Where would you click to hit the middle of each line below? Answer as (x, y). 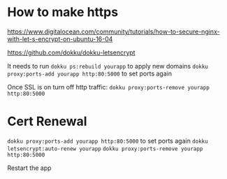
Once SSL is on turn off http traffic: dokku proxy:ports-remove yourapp (108, 87)
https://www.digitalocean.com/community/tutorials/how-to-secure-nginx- (113, 31)
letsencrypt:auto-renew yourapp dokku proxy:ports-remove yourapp (105, 149)
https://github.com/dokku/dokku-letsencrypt (71, 52)
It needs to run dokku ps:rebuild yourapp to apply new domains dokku (108, 66)
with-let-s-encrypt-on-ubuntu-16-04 (60, 38)
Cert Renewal (47, 121)
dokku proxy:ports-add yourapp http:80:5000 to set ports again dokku (108, 141)
